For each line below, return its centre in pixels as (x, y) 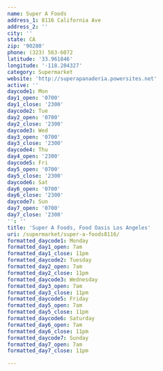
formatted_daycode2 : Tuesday (49, 260)
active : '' (23, 85)
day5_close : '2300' (36, 176)
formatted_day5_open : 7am (45, 305)
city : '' (20, 33)
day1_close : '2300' (36, 105)
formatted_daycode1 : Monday (48, 241)
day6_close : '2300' (36, 195)
